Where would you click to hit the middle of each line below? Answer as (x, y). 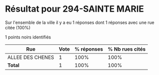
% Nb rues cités (127, 49)
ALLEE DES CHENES (31, 57)
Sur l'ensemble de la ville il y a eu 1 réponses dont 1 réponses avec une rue (80, 22)
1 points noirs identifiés (28, 37)
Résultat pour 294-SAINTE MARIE (75, 9)
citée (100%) (18, 27)
